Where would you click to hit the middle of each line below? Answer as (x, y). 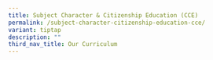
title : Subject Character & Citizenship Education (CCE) (103, 15)
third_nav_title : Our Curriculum (63, 44)
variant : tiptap (35, 30)
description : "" (35, 37)
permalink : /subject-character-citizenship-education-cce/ (107, 23)
